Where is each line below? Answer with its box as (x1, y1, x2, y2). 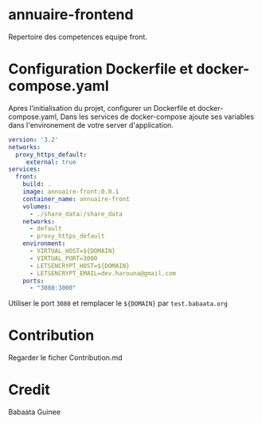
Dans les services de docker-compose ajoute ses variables (60, 112, 255, 121)
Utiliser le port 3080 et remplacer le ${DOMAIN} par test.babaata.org (8, 298, 229, 308)
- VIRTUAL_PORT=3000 (29, 254, 98, 263)
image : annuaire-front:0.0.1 (22, 188, 119, 196)
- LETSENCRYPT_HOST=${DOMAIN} (29, 262, 130, 270)
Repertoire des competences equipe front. (8, 32, 147, 42)
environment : (22, 239, 66, 248)
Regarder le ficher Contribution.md (8, 353, 123, 362)
